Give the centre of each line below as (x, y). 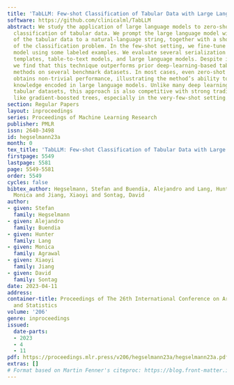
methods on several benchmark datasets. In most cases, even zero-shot (120, 72)
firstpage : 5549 (31, 157)
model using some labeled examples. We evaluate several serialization (120, 53)
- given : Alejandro (36, 221)
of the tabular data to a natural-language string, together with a (115, 40)
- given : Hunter (31, 234)
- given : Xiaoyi (31, 260)
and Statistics (36, 305)
